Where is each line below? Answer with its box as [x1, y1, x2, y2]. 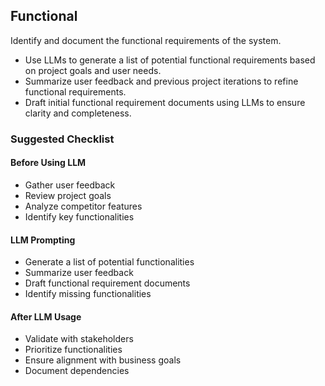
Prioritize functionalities [24, 344, 123, 356]
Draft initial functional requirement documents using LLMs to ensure [24, 96, 306, 108]
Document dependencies [24, 365, 130, 377]
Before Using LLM [10, 157, 87, 169]
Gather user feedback [24, 179, 116, 191]
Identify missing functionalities [24, 288, 152, 300]
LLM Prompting [10, 234, 76, 246]
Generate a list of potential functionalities [24, 256, 195, 268]
